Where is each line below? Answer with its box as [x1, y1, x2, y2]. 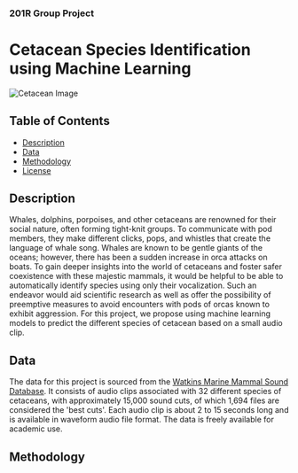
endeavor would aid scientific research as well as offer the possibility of [9, 290, 272, 300]
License [21, 165, 51, 175]
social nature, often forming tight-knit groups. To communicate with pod [9, 224, 273, 235]
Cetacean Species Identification [9, 40, 251, 60]
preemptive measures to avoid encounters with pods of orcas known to [9, 299, 271, 310]
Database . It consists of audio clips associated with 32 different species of [9, 386, 282, 397]
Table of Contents [9, 113, 111, 128]
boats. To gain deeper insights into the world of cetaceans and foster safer [9, 261, 282, 272]
